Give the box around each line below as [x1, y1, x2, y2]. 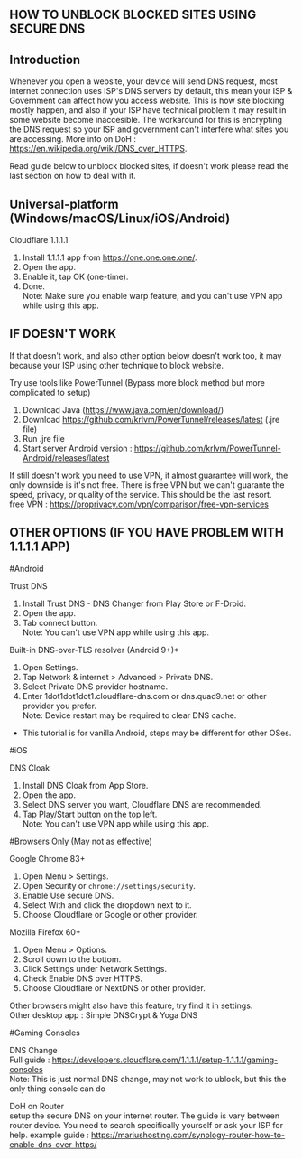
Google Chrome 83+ [9, 853, 86, 864]
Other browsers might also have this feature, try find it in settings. [9, 1000, 253, 1011]
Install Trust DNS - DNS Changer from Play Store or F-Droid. [22, 598, 246, 609]
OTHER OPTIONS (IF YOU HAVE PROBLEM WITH [9, 525, 284, 540]
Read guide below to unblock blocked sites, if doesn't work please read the [9, 161, 289, 172]
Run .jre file [22, 433, 65, 444]
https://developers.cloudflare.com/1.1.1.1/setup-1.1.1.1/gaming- [51, 1054, 279, 1065]
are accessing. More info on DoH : [9, 134, 137, 145]
